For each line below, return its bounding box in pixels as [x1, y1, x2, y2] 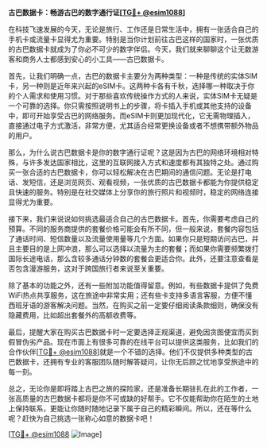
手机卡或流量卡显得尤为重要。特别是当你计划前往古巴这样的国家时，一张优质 [8, 35, 259, 44]
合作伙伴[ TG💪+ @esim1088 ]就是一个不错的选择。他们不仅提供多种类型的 [8, 347, 246, 356]
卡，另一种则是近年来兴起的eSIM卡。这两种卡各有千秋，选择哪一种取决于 [8, 81, 248, 91]
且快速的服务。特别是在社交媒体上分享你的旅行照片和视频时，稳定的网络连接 [8, 187, 259, 197]
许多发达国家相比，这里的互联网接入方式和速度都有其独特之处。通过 [29, 158, 252, 167]
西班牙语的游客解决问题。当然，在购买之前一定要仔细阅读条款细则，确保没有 [8, 301, 259, 310]
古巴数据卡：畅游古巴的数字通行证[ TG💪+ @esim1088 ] [8, 8, 186, 17]
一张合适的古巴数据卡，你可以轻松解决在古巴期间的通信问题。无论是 [14, 168, 238, 177]
